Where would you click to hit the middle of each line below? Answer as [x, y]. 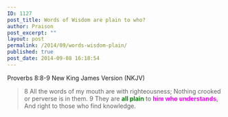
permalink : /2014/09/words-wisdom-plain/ [67, 45]
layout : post [26, 39]
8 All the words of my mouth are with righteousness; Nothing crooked [122, 91]
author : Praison [30, 26]
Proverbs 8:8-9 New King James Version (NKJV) [76, 78]
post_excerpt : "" [32, 33]
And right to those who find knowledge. [80, 106]
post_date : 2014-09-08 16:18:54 [53, 58]
